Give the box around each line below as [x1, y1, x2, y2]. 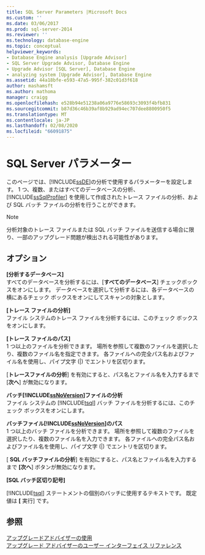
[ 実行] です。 [18, 497, 52, 504]
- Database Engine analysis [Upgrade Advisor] [6, 54, 127, 61]
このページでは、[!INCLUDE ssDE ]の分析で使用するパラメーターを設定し [6, 178, 188, 185]
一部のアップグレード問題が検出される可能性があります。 [17, 233, 162, 240]
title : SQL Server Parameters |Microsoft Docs [6, 9, 127, 15]
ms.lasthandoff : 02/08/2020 [6, 123, 78, 129]
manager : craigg [6, 94, 48, 100]
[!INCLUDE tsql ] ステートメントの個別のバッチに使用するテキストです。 [6, 489, 185, 496]
